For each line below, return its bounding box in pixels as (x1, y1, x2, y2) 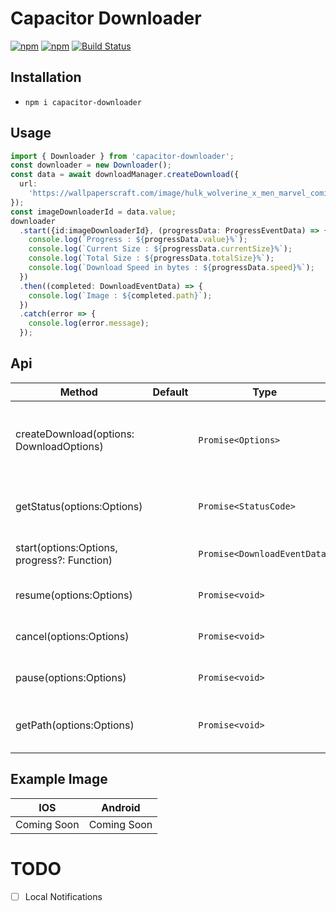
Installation (10, 69, 82, 86)
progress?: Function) (15, 553, 113, 567)
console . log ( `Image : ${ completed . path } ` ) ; (28, 290, 213, 301)
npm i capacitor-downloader (24, 97, 142, 107)
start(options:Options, (15, 540, 118, 554)
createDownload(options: (15, 427, 135, 441)
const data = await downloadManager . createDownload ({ (10, 170, 240, 180)
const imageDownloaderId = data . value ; (10, 207, 177, 217)
